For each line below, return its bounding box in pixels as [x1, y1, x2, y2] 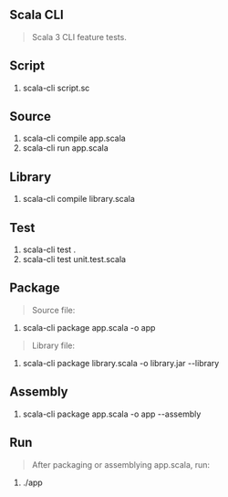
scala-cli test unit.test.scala [22, 254, 126, 265]
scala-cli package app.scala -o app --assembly [22, 408, 202, 419]
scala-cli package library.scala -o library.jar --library [22, 357, 220, 368]
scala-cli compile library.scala [22, 194, 135, 205]
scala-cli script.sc [22, 82, 90, 93]
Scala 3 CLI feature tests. [31, 31, 128, 42]
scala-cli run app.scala [22, 143, 109, 153]
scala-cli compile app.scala [22, 132, 126, 144]
